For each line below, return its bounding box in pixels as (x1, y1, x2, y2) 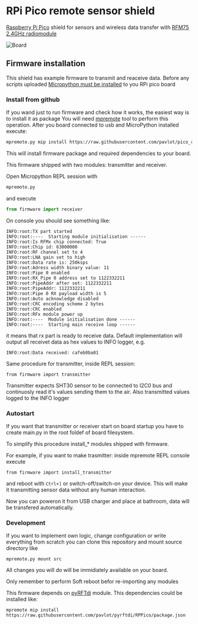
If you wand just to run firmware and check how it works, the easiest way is (6, 109, 190, 116)
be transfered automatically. (6, 504, 74, 511)
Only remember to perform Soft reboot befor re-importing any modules (6, 578, 179, 585)
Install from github (6, 95, 60, 104)
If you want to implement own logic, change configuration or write (6, 532, 166, 539)
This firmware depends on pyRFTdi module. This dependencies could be (6, 590, 183, 597)
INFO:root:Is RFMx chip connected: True (6, 238, 107, 245)
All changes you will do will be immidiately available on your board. (6, 567, 169, 574)
